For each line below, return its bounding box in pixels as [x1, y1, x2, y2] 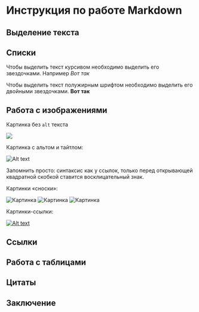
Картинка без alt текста [6, 121, 69, 129]
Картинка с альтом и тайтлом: [6, 144, 84, 151]
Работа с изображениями [6, 105, 108, 115]
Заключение [6, 298, 56, 308]
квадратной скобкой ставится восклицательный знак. [6, 173, 145, 181]
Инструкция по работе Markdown [6, 4, 182, 17]
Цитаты [6, 277, 36, 287]
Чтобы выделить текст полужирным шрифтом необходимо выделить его [6, 81, 193, 88]
